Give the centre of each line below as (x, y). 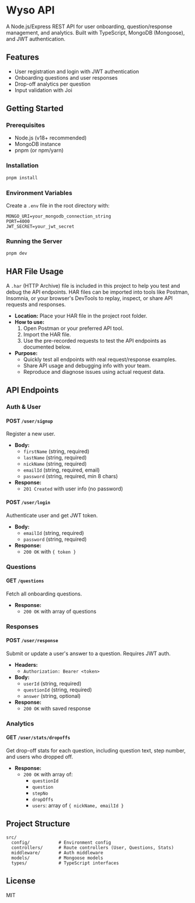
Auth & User (23, 407)
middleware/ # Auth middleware (57, 853)
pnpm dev (17, 253)
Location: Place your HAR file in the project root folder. (81, 316)
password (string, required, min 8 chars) (71, 476)
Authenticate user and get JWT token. (52, 515)
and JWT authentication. (36, 39)
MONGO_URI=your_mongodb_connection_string (59, 216)
